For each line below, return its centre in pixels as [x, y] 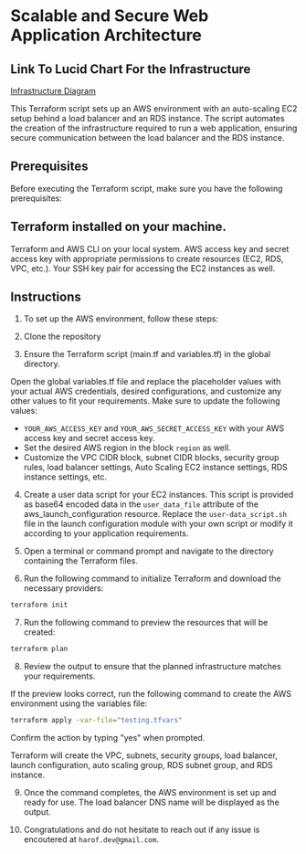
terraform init [39, 605]
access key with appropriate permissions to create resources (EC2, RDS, [147, 258]
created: [39, 632]
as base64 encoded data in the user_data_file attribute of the [141, 504]
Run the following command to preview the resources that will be [146, 623]
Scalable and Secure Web [110, 16]
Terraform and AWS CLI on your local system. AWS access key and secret [150, 248]
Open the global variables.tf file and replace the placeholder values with [146, 382]
